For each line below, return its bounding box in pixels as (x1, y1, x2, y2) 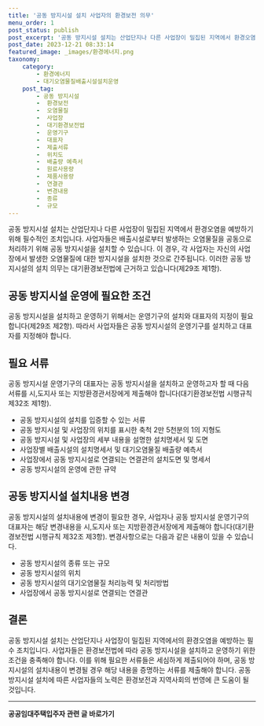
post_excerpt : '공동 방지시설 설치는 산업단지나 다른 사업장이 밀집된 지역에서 (8, 33, 231, 42)
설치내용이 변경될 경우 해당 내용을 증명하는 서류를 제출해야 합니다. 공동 (35, 665, 251, 674)
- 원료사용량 (36, 165, 75, 173)
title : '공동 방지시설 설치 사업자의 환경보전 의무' (8, 11, 155, 20)
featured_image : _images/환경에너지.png (8, 48, 134, 56)
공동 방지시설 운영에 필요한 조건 (8, 289, 152, 302)
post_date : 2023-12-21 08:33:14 (8, 41, 114, 49)
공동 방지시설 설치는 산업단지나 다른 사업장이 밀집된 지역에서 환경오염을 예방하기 (8, 224, 254, 234)
